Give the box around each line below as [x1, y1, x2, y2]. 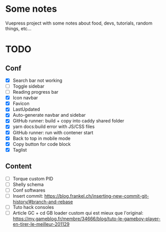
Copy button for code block [12, 141, 71, 147]
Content [5, 162, 32, 171]
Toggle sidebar [12, 83, 45, 89]
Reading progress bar [12, 89, 59, 95]
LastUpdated [12, 106, 40, 113]
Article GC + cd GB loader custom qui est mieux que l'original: [12, 209, 144, 216]
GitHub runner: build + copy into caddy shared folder [12, 118, 124, 124]
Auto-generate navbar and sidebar [12, 112, 86, 118]
